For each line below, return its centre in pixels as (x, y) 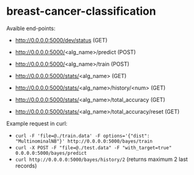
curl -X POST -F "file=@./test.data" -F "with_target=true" (93, 148)
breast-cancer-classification (81, 11)
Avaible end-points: (31, 28)
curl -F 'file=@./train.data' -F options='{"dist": (82, 136)
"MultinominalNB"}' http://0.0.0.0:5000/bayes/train (84, 141)
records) (26, 165)
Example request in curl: (37, 123)
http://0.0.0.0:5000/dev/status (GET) (61, 40)
